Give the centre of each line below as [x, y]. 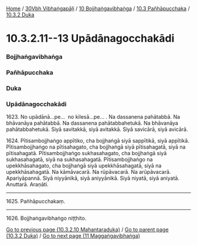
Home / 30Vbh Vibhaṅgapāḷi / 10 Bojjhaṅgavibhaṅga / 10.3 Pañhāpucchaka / [98, 9]
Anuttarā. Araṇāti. [27, 184]
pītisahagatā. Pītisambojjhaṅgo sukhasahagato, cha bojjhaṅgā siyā [86, 153]
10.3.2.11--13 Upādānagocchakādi [90, 38]
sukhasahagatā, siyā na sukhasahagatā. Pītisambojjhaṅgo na [79, 160]
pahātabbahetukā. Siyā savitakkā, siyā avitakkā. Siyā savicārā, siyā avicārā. [97, 129]
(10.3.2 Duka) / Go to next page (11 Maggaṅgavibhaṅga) [73, 236]
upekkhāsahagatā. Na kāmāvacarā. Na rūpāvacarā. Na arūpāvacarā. [89, 172]
